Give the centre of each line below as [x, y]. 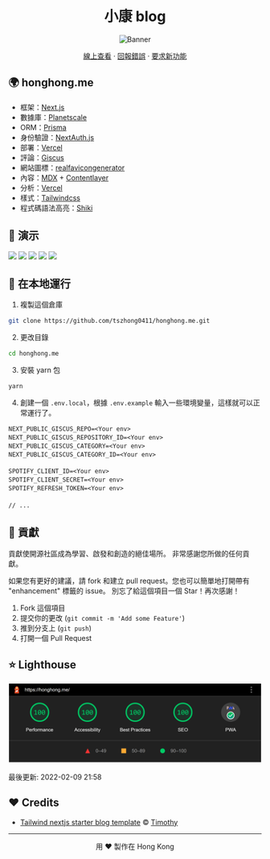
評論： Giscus [42, 157]
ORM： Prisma [43, 127]
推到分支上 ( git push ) [56, 628]
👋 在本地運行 [39, 284]
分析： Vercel [41, 188]
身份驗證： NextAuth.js [57, 137]
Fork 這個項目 [43, 608]
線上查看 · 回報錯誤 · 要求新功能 [135, 56]
